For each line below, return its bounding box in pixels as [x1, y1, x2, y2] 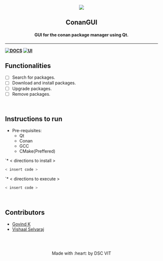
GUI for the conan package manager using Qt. [34, 32, 129, 37]
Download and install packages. [12, 80, 76, 86]
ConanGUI [65, 18, 98, 27]
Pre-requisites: [12, 128, 42, 134]
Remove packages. [12, 91, 51, 97]
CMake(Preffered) [19, 148, 56, 154]
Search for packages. [12, 74, 55, 80]
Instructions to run [5, 115, 63, 123]
